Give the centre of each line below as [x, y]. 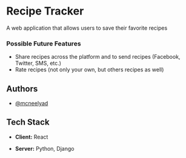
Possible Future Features [44, 44]
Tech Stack [28, 122]
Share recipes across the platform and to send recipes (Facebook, [98, 57]
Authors [22, 89]
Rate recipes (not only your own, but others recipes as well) [89, 70]
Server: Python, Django [45, 148]
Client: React [32, 137]
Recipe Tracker [45, 11]
